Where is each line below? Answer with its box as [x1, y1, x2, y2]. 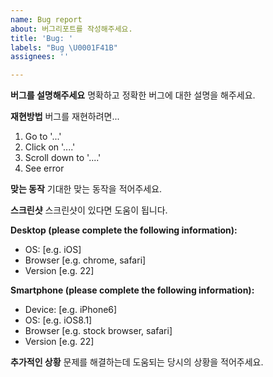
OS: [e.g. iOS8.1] [24, 314, 93, 326]
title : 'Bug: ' [10, 33, 74, 43]
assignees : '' [10, 52, 70, 62]
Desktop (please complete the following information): [10, 224, 238, 236]
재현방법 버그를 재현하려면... [10, 111, 120, 123]
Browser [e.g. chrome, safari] [24, 254, 147, 266]
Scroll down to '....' [24, 152, 102, 164]
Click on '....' [24, 141, 76, 153]
